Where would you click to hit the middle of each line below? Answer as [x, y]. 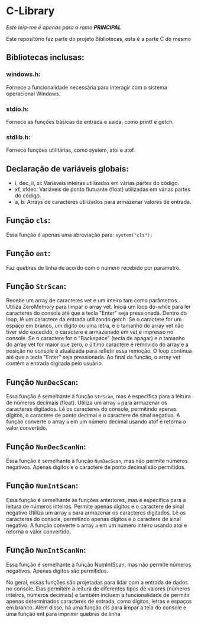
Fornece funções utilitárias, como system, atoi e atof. [71, 150]
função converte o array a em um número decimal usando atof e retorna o [96, 421]
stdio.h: [17, 109]
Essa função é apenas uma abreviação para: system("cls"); [79, 235]
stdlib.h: [18, 137]
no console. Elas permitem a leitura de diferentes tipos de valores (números [98, 589]
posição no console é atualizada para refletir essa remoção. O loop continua [99, 351]
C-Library [30, 11]
